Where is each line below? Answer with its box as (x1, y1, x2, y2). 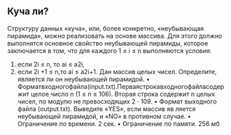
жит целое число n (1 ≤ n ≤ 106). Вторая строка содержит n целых (17, 90, 216, 98)
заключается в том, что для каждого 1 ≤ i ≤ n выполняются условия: (7, 46, 212, 55)
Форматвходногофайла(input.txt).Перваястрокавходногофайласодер (17, 82, 225, 90)
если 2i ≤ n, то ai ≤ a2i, (17, 59, 85, 69)
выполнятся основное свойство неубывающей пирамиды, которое (7, 38, 209, 48)
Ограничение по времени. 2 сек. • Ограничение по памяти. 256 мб (17, 119, 220, 128)
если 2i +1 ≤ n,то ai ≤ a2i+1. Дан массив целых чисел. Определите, (17, 67, 217, 76)
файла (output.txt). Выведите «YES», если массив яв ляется (17, 104, 196, 113)
